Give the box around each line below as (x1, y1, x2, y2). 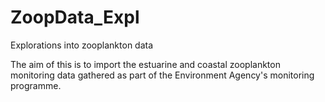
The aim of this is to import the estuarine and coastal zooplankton (10, 58, 281, 70)
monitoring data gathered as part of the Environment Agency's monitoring (10, 69, 315, 81)
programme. (10, 79, 62, 91)
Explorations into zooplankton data (10, 39, 154, 51)
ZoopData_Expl (10, 6, 140, 29)
